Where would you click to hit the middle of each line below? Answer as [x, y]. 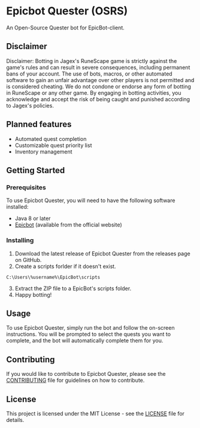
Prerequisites [26, 187]
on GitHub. [28, 260]
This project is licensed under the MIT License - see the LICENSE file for [95, 413]
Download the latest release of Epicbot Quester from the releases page [102, 254]
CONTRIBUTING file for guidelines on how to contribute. [75, 380]
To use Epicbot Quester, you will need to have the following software [91, 201]
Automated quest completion [51, 138]
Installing [20, 240]
